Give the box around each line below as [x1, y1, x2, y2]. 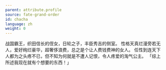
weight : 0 [5, 26, 26, 31]
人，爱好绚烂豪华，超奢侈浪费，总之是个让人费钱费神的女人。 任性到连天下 [5, 47, 161, 53]
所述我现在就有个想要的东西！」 [5, 59, 71, 65]
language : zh [5, 21, 33, 27]
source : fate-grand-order [5, 12, 59, 17]
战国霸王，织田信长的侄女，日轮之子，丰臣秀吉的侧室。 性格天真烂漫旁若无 [5, 41, 161, 47]
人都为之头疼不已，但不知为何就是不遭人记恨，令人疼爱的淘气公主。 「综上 [5, 53, 161, 59]
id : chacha [5, 17, 28, 22]
